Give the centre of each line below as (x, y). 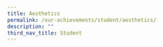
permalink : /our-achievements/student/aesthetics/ (82, 20)
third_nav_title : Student (44, 33)
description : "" (31, 26)
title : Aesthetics (34, 13)
